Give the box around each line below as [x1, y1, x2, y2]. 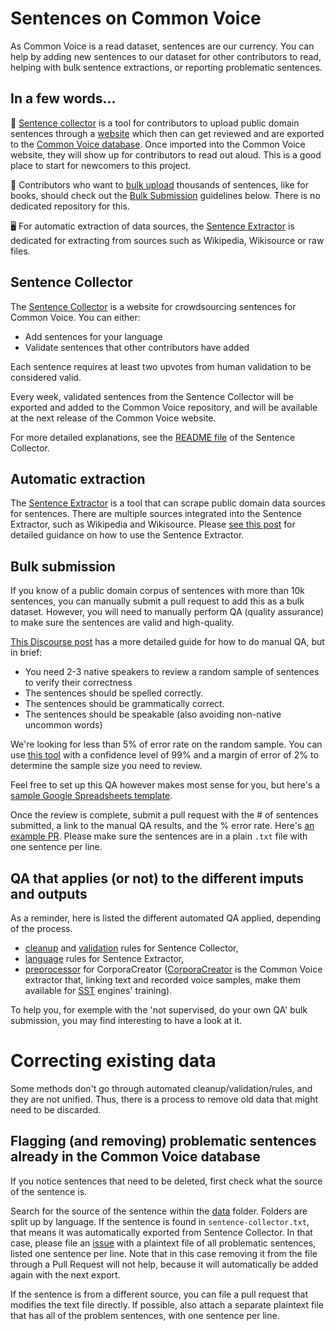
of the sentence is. [10, 1185, 88, 1197]
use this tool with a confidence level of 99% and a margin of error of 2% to [10, 749, 319, 761]
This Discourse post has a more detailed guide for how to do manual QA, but [10, 636, 325, 648]
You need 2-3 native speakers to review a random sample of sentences [24, 666, 320, 678]
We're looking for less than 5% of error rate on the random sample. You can [10, 738, 323, 751]
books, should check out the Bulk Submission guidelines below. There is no [10, 189, 321, 201]
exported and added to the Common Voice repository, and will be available [10, 401, 318, 413]
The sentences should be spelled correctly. [24, 687, 204, 699]
